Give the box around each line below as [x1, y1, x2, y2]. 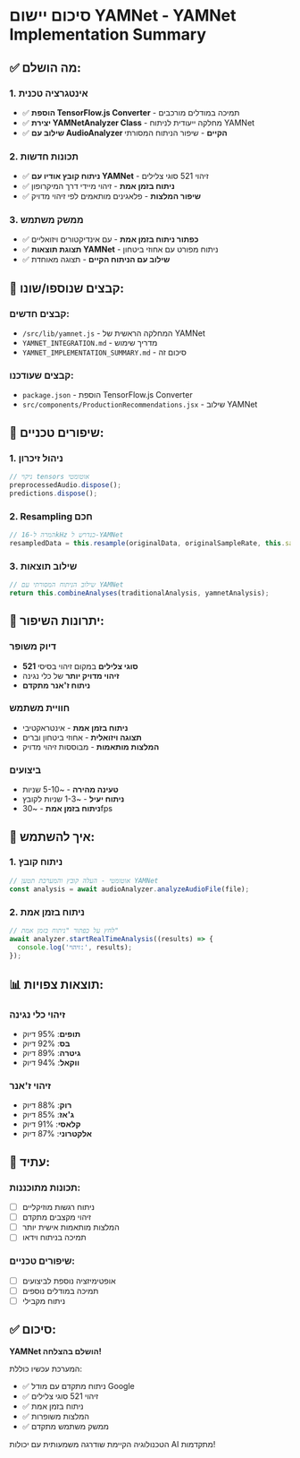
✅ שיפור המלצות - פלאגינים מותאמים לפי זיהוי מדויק [21, 191, 201, 202]
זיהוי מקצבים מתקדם [21, 1212, 92, 1222]
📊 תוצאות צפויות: [9, 977, 104, 992]
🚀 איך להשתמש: [9, 829, 96, 845]
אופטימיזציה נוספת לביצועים [21, 1275, 116, 1286]
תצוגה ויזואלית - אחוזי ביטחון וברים [21, 732, 143, 742]
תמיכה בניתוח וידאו [21, 1232, 87, 1243]
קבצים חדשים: [9, 307, 70, 320]
